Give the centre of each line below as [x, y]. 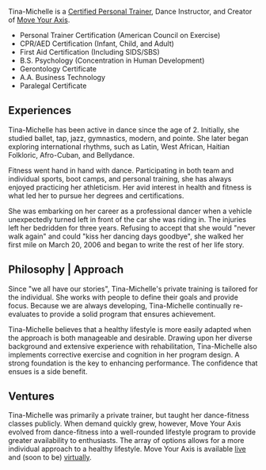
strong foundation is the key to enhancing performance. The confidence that [133, 363]
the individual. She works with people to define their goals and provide [123, 297]
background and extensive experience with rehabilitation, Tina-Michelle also [133, 346]
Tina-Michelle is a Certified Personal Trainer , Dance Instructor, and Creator [130, 11]
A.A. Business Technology [62, 77]
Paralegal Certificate [53, 86]
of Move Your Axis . [39, 20]
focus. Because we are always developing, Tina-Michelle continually [120, 305]
